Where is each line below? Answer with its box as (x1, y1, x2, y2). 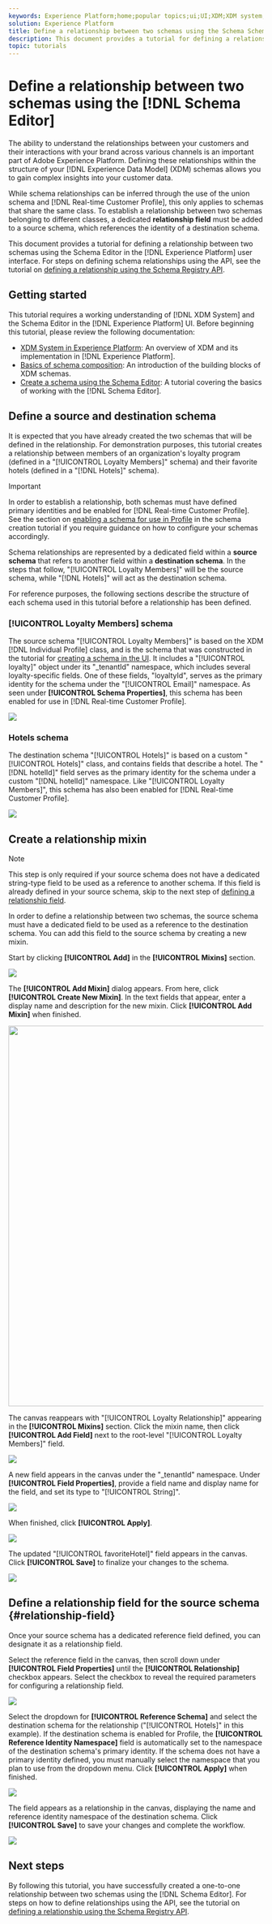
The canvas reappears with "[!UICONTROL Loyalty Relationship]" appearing (8, 1413, 261, 1423)
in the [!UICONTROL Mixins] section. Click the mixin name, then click (8, 1421, 240, 1431)
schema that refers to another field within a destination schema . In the (8, 555, 246, 565)
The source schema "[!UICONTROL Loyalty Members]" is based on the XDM (8, 636, 264, 645)
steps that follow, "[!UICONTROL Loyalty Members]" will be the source (8, 564, 244, 574)
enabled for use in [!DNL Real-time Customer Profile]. (8, 696, 187, 706)
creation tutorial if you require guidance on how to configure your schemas (8, 523, 259, 533)
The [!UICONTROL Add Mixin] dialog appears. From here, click (8, 984, 219, 994)
